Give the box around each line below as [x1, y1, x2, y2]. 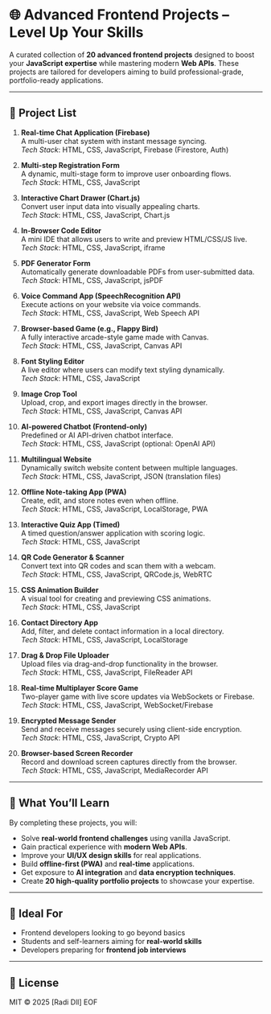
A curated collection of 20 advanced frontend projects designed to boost [9, 50, 255, 60]
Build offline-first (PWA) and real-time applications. [20, 859, 195, 868]
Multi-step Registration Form [20, 160, 120, 170]
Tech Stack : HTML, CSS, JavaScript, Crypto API [20, 733, 180, 742]
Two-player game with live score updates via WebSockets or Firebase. [20, 692, 255, 701]
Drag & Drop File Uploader [20, 650, 109, 660]
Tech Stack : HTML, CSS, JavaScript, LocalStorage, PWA [20, 504, 208, 514]
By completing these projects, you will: [9, 818, 138, 827]
